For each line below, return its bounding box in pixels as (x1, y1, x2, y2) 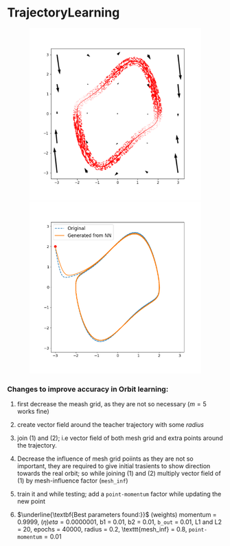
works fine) (16, 408, 49, 416)
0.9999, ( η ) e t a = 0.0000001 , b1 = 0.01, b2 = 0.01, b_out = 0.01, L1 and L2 (16, 518, 222, 526)
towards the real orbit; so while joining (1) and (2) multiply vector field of (16, 470, 221, 478)
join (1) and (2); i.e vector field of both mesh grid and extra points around (16, 434, 223, 442)
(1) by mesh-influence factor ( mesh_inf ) (16, 476, 128, 485)
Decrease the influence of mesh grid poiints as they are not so (16, 454, 194, 463)
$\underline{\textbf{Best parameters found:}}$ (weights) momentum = (16, 511, 218, 519)
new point (16, 497, 46, 505)
